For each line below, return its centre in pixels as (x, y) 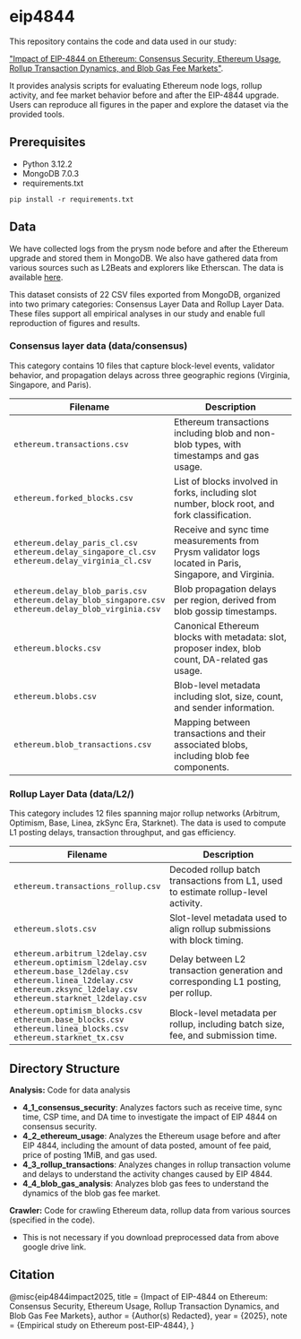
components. (202, 766)
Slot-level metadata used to (228, 918)
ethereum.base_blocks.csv (69, 1020)
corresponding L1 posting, (225, 981)
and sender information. (224, 707)
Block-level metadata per (223, 1013)
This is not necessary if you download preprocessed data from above (150, 1237)
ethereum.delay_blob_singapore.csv (90, 600)
